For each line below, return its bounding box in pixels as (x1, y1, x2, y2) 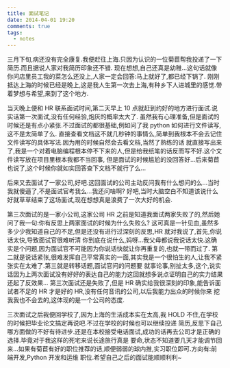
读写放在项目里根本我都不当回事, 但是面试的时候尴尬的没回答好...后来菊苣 (12, 156, 220, 164)
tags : (7, 29, 23, 36)
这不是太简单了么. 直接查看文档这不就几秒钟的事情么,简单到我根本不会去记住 (7, 130, 222, 138)
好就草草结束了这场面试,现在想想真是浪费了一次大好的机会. (7, 196, 173, 204)
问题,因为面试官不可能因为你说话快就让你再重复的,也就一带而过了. (25, 245, 211, 253)
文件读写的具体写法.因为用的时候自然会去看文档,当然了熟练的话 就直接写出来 (7, 138, 222, 147)
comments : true (7, 23, 51, 29)
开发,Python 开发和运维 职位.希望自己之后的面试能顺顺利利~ (12, 354, 182, 362)
